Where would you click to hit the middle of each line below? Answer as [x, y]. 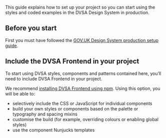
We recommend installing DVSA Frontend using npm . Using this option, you [83, 88]
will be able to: [20, 93]
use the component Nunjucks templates [53, 130]
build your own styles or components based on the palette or [75, 108]
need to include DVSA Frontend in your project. [54, 78]
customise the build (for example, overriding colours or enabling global [85, 119]
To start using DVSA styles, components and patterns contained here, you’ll [83, 73]
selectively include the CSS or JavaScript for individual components [82, 103]
